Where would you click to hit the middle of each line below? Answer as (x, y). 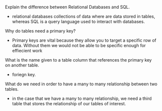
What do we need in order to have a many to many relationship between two (81, 84)
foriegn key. (24, 74)
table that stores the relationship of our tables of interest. (69, 103)
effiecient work (27, 51)
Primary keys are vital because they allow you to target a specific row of (84, 40)
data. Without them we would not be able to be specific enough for (79, 45)
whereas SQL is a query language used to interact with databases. (78, 22)
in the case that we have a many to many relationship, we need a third (82, 98)
